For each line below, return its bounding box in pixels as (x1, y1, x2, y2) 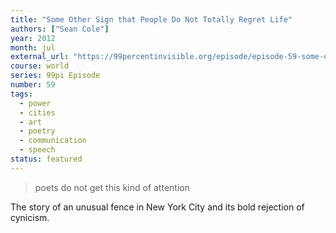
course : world (10, 61, 70, 71)
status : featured (10, 154, 83, 164)
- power (19, 98, 52, 108)
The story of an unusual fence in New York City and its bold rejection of (10, 201, 305, 213)
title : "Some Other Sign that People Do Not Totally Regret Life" (10, 14, 293, 25)
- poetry (19, 126, 56, 136)
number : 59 (10, 80, 56, 90)
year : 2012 (10, 33, 56, 43)
